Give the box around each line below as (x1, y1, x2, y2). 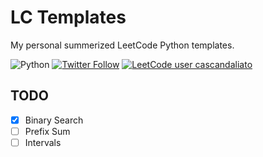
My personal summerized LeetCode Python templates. (10, 39, 235, 51)
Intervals (24, 136, 62, 148)
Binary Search (24, 114, 84, 126)
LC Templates (10, 6, 127, 29)
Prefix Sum (24, 125, 71, 137)
